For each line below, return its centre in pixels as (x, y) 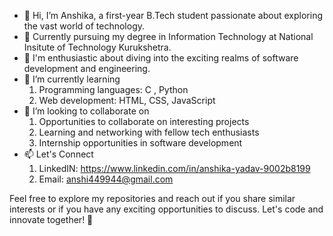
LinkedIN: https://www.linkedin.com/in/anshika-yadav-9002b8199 (174, 168)
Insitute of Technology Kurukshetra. (97, 47)
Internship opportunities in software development (140, 143)
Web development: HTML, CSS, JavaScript (127, 100)
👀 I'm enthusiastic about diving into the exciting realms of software (161, 58)
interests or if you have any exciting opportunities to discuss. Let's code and (166, 209)
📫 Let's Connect (58, 154)
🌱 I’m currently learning (72, 79)
